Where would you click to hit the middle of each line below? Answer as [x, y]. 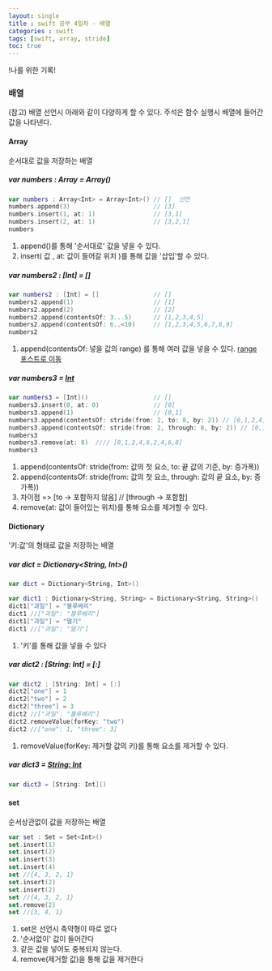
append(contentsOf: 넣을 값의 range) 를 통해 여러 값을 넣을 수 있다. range [138, 349]
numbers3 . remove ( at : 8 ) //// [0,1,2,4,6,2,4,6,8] [96, 443]
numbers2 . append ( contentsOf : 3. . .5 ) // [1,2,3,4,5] [106, 317]
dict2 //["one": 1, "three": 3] [63, 729]
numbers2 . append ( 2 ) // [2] [92, 310]
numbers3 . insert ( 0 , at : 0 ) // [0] [92, 405]
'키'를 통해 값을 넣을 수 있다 [63, 645]
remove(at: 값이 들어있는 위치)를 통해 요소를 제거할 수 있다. [114, 507]
